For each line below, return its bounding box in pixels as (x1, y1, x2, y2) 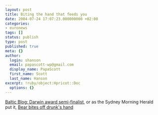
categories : (5, 21, 30, 26)
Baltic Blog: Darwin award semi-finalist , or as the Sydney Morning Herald (5, 99, 154, 105)
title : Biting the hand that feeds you (5, 12, 87, 17)
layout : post (5, 7, 32, 12)
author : (5, 53, 21, 58)
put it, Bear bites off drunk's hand (5, 104, 74, 110)
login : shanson (9, 58, 41, 63)
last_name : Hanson (9, 76, 48, 81)
